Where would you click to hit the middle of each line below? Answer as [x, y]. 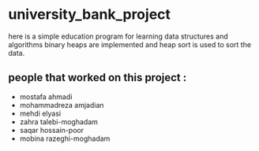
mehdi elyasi [40, 113]
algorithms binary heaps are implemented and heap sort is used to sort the [129, 44]
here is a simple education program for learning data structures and [118, 36]
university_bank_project [90, 15]
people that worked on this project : [98, 77]
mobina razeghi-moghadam [65, 138]
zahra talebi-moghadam [59, 122]
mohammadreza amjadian [62, 105]
